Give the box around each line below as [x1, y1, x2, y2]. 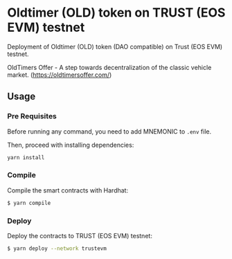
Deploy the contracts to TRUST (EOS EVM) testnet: [7, 231, 152, 240]
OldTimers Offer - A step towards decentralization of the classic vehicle [7, 63, 212, 71]
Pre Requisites [7, 111, 57, 121]
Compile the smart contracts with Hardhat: [7, 186, 129, 195]
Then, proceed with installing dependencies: [7, 141, 134, 149]
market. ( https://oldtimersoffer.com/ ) [7, 71, 112, 79]
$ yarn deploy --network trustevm [7, 244, 107, 252]
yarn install [7, 154, 45, 161]
